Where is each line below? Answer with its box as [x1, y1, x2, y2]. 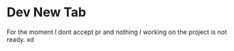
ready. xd [6, 35, 34, 43]
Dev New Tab [6, 4, 87, 21]
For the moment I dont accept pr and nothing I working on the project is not [6, 28, 228, 36]
